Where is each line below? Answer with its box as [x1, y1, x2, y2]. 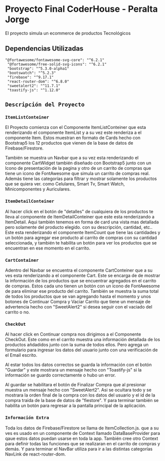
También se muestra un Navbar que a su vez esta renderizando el [5, 155, 139, 161]
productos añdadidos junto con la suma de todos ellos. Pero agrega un [5, 342, 149, 348]
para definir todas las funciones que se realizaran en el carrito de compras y [5, 440, 160, 446]
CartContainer [5, 257, 39, 263]
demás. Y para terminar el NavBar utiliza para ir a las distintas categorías [5, 446, 153, 452]
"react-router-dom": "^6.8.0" [7, 79, 69, 84]
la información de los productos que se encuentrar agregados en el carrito [5, 278, 157, 284]
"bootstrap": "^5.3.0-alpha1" [7, 66, 69, 71]
